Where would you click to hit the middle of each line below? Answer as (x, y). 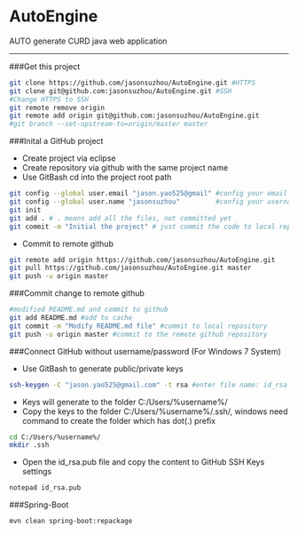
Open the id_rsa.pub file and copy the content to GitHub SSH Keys (143, 462)
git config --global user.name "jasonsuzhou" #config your (137, 202)
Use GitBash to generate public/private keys (102, 368)
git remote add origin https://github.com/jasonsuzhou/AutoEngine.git (142, 259)
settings (37, 472)
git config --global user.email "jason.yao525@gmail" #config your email (149, 194)
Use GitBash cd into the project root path (97, 177)
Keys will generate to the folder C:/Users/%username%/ (125, 402)
